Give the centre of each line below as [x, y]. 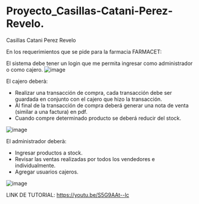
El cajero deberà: [27, 81]
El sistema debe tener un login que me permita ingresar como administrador [99, 63]
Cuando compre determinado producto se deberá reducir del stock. [98, 118]
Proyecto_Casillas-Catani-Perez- [90, 11]
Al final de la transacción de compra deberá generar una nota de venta [102, 105]
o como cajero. [25, 69]
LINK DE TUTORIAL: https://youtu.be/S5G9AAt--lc [68, 194]
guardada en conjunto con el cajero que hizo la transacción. [88, 99]
